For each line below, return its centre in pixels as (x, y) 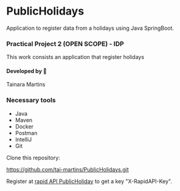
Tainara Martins (26, 85)
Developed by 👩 (26, 71)
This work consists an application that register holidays (75, 57)
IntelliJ (23, 139)
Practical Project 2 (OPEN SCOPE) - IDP (65, 44)
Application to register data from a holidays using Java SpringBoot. (90, 28)
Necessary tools (31, 100)
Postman (26, 133)
